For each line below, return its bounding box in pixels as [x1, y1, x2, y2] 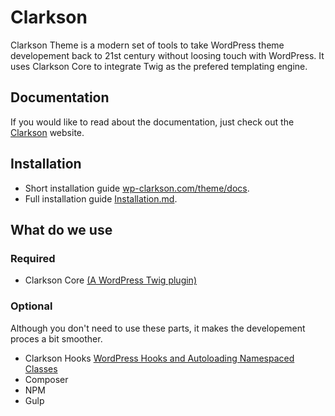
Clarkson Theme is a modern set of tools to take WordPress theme [10, 39, 285, 51]
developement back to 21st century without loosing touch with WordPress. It [10, 49, 325, 61]
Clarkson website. [10, 126, 85, 138]
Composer [24, 373, 69, 385]
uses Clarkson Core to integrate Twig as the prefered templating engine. [10, 60, 308, 72]
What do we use [10, 221, 113, 238]
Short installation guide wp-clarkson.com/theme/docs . [24, 182, 250, 194]
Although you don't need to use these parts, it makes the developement [10, 322, 306, 334]
